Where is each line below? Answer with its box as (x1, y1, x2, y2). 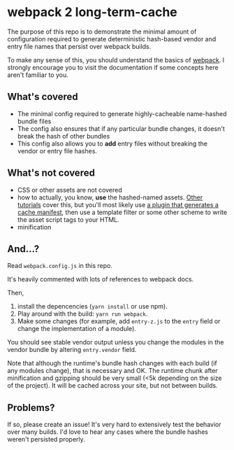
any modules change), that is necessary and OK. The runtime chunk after (7, 367, 218, 375)
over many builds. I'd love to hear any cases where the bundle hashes (7, 428, 208, 436)
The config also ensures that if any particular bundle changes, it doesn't (17, 124, 225, 133)
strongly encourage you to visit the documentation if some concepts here (7, 63, 219, 71)
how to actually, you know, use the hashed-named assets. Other (17, 193, 203, 202)
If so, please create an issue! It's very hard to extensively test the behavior (7, 421, 221, 429)
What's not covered (7, 167, 96, 179)
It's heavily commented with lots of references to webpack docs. (7, 275, 194, 283)
